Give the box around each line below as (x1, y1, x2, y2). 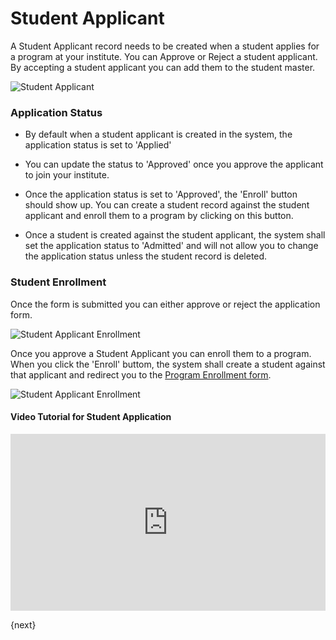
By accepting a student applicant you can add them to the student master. (10, 61, 316, 73)
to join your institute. (24, 169, 110, 181)
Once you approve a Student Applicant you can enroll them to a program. (10, 347, 312, 359)
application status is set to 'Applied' (24, 139, 172, 151)
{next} (10, 619, 37, 631)
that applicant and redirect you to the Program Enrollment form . (10, 368, 272, 381)
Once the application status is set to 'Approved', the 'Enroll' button (24, 188, 298, 201)
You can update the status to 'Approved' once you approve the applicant (24, 158, 324, 171)
